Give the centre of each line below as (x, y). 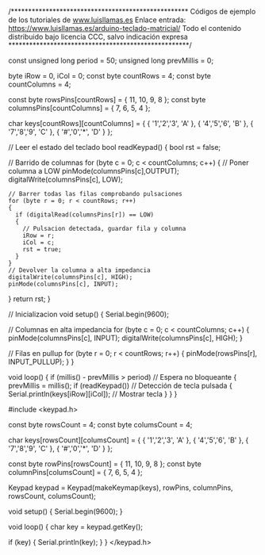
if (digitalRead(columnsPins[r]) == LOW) (85, 215)
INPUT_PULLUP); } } (41, 362)
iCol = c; (39, 243)
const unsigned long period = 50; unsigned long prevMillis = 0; (111, 60)
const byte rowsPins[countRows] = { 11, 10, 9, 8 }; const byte (107, 100)
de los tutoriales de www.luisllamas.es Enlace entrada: (97, 20)
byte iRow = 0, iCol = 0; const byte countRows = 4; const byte (110, 76)
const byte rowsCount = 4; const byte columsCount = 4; (100, 425)
